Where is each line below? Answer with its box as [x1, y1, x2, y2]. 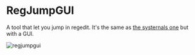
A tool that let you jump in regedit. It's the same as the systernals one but [6, 24, 189, 31]
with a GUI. [6, 30, 35, 37]
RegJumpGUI [6, 4, 74, 18]
